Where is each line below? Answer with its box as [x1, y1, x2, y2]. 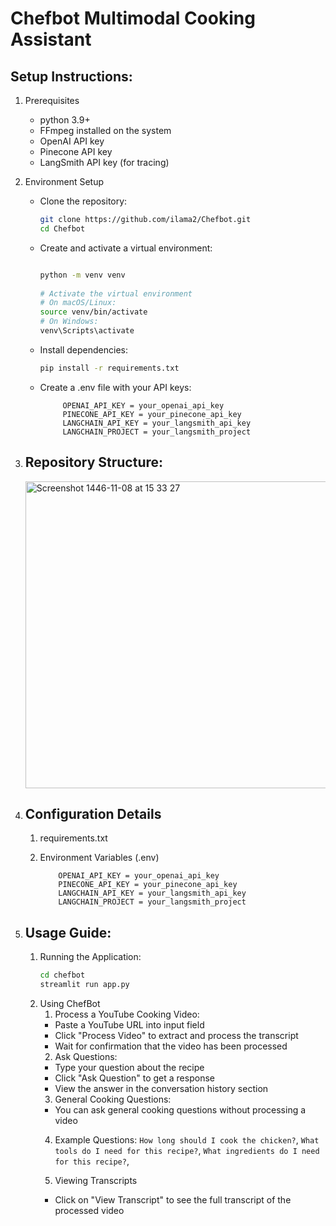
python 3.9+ [39, 114, 91, 126]
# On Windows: [39, 317, 99, 327]
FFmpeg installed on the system [39, 125, 172, 136]
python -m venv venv [39, 270, 126, 280]
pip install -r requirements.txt [39, 363, 180, 373]
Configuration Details [24, 805, 162, 822]
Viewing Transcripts [54, 1174, 138, 1186]
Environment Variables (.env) [39, 852, 160, 864]
